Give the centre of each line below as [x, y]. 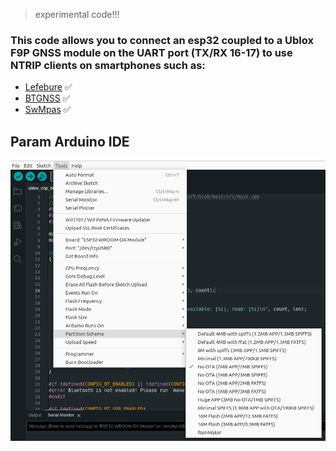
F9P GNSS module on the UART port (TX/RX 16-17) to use [151, 52]
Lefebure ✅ [48, 87]
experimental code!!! [77, 14]
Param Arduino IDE [70, 141]
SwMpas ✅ [48, 110]
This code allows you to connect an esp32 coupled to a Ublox [162, 40]
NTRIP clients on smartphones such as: [108, 65]
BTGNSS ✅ [47, 98]
